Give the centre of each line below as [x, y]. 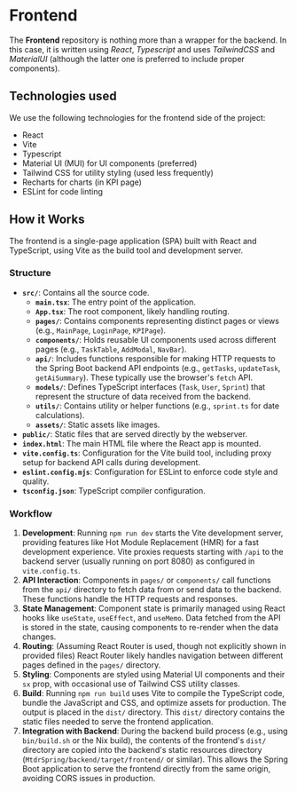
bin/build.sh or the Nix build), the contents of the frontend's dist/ [144, 741]
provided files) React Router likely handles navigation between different [152, 656]
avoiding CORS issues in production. [89, 779]
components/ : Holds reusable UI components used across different [156, 339]
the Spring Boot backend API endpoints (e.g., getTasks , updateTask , [158, 368]
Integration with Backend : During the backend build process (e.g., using [155, 731]
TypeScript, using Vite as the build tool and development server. [126, 250]
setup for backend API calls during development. [111, 462]
